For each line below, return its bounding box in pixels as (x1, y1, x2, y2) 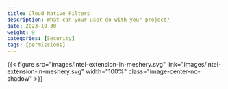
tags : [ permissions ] (7, 41, 66, 48)
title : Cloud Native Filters (7, 10, 90, 17)
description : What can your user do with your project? (7, 16, 170, 23)
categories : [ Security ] (7, 35, 75, 42)
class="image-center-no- (128, 67, 201, 75)
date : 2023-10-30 (7, 22, 57, 29)
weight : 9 (7, 29, 36, 36)
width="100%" (85, 67, 127, 75)
